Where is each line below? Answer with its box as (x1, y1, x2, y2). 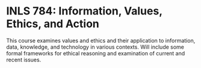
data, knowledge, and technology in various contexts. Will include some (6, 43, 185, 51)
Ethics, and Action (6, 17, 99, 31)
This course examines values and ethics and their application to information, (6, 37, 196, 44)
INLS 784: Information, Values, (6, 4, 162, 18)
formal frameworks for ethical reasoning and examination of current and (6, 49, 185, 57)
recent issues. (6, 56, 42, 63)
